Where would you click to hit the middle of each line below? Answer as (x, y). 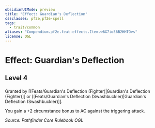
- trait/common (25, 28)
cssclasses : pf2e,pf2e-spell (34, 18)
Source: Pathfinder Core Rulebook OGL (44, 120)
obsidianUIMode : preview (30, 9)
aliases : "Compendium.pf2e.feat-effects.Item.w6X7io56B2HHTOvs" (71, 32)
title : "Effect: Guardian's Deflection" (46, 14)
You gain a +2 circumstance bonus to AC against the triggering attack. (75, 111)
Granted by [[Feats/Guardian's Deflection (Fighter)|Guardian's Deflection (77, 91)
